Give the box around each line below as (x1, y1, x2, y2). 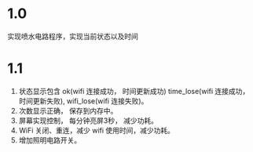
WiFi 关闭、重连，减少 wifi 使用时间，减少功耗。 (18, 125, 174, 135)
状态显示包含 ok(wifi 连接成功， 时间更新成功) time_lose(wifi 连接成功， (18, 86, 250, 96)
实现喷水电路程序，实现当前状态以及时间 (7, 31, 138, 41)
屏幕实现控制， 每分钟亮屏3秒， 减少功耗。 (18, 115, 159, 125)
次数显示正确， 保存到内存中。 (18, 106, 118, 115)
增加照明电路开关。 (18, 135, 82, 145)
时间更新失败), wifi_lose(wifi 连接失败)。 (18, 96, 148, 106)
